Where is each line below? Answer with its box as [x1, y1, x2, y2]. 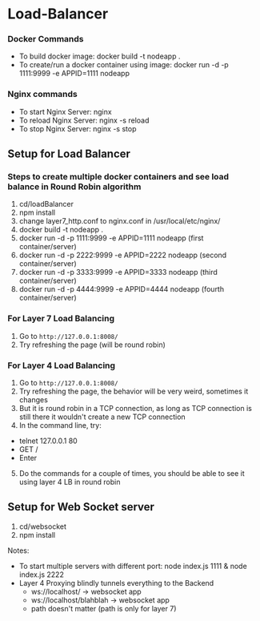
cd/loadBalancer [18, 200, 74, 209]
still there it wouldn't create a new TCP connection [18, 412, 186, 421]
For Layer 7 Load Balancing [7, 313, 115, 325]
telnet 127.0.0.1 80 [18, 436, 78, 446]
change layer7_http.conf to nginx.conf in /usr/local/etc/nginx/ [18, 216, 221, 226]
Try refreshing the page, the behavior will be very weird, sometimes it [18, 386, 249, 397]
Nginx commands [7, 89, 78, 100]
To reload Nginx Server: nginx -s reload [18, 115, 150, 125]
